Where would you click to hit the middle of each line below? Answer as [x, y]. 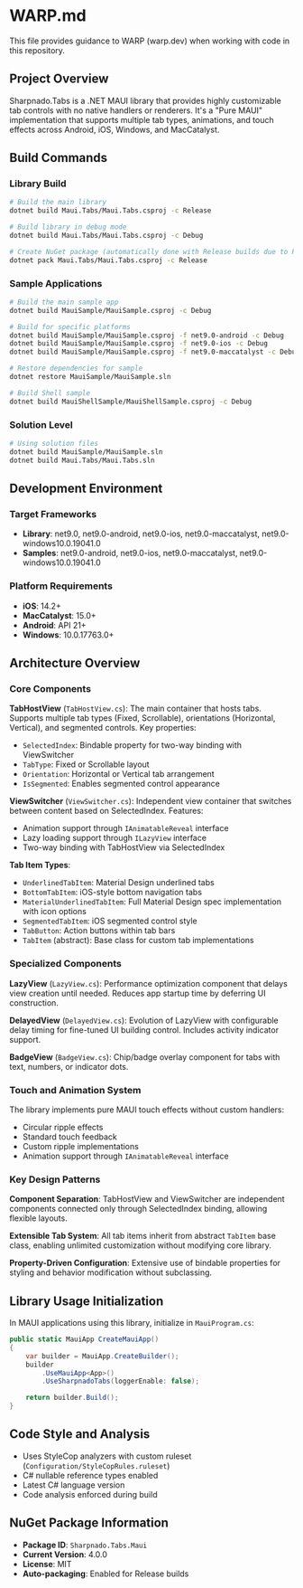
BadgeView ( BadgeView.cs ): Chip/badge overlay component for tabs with [145, 1057]
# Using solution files [54, 444]
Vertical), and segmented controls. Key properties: [103, 728]
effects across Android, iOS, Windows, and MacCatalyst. [115, 129]
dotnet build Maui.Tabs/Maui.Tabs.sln [82, 460]
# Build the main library [58, 203]
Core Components [50, 688]
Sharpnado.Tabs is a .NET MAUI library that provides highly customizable [145, 100]
